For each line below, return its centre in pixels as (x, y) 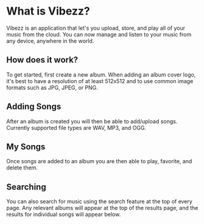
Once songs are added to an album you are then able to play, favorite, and (99, 161)
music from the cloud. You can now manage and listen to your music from (99, 34)
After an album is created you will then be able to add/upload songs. (92, 121)
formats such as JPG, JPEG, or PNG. (52, 87)
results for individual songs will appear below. (64, 214)
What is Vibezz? (48, 11)
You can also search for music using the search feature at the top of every (100, 202)
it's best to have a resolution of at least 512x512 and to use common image (100, 81)
